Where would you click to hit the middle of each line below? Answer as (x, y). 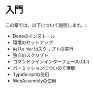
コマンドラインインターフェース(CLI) (51, 61)
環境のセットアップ (33, 42)
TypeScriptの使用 (31, 74)
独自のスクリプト (30, 55)
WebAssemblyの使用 (34, 81)
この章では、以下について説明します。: (46, 25)
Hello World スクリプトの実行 (43, 49)
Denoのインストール (34, 36)
